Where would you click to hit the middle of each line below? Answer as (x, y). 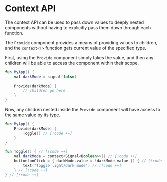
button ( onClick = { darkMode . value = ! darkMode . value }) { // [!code (88, 161)
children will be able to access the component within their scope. (72, 63)
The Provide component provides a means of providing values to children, (81, 42)
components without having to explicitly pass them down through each (78, 27)
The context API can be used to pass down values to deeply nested (75, 22)
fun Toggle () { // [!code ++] (37, 152)
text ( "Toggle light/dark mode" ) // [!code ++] (72, 166)
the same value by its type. (33, 115)
